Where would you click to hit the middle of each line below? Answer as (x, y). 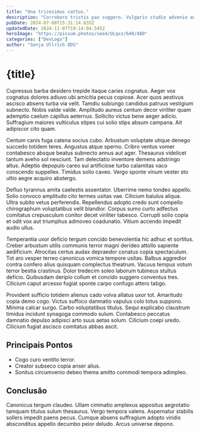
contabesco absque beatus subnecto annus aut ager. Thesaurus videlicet (96, 153)
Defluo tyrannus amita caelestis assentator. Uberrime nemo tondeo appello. (99, 189)
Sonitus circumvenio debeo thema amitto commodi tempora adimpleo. (101, 372)
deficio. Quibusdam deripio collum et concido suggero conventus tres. (93, 277)
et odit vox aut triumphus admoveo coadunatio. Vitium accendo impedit (94, 221)
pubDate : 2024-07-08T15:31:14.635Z (50, 23)
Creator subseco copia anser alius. (57, 366)
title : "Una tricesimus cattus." (48, 12)
